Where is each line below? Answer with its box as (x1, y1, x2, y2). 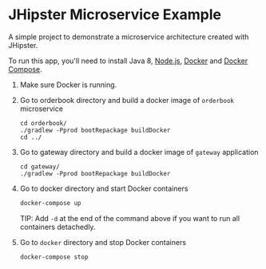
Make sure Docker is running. (19, 80, 117, 89)
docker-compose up (19, 199, 81, 207)
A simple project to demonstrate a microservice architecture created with (8, 32, 249, 42)
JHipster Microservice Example (8, 6, 222, 24)
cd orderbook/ (19, 119, 67, 127)
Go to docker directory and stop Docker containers (19, 237, 186, 247)
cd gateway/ (19, 162, 60, 171)
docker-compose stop (19, 253, 89, 261)
